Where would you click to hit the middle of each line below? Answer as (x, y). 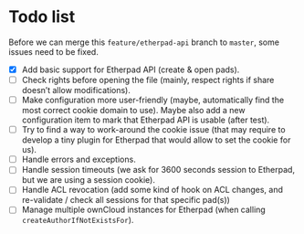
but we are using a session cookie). (89, 180)
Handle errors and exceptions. (79, 160)
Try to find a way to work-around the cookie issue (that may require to (153, 130)
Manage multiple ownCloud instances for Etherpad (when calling (143, 210)
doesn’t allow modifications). (76, 90)
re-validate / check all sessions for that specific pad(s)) (126, 200)
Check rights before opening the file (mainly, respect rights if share (148, 80)
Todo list (42, 17)
